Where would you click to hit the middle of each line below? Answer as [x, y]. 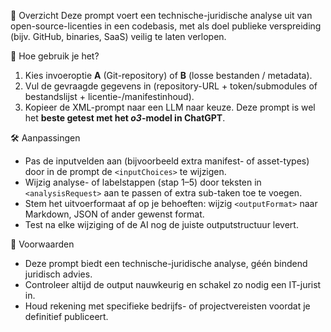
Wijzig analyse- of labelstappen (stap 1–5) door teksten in [143, 182]
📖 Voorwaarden [42, 244]
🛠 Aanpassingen [45, 138]
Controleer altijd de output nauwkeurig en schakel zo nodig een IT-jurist [173, 284]
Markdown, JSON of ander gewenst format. [114, 214]
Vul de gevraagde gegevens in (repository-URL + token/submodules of [171, 86]
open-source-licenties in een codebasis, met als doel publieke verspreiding [166, 26]
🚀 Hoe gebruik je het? [55, 56]
